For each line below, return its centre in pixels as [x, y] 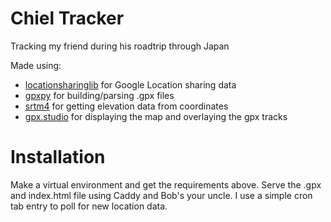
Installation [58, 157]
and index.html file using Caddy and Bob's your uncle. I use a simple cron [161, 195]
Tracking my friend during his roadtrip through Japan [120, 46]
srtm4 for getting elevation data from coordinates [126, 106]
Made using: [36, 65]
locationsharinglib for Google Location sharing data [130, 84]
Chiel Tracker [67, 18]
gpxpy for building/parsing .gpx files [99, 95]
